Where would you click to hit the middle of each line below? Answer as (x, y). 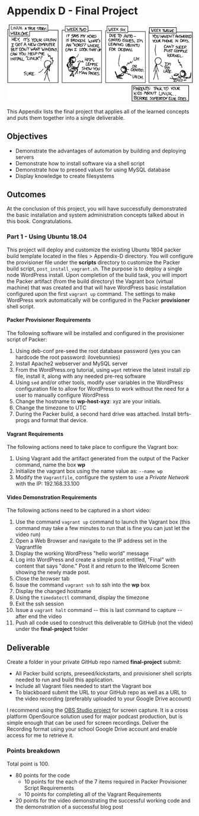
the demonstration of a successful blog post (69, 807)
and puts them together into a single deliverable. (66, 117)
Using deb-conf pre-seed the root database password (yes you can (98, 350)
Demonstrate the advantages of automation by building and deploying (100, 151)
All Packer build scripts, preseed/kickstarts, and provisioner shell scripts (103, 674)
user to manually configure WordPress (62, 395)
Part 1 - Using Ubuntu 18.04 (47, 237)
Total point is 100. (28, 764)
